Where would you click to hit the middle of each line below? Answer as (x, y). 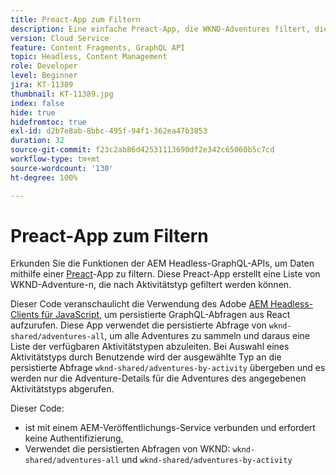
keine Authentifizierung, (74, 438)
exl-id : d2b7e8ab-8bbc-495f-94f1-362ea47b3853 (109, 131)
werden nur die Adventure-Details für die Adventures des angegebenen (158, 378)
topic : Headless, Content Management (89, 57)
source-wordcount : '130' (62, 168)
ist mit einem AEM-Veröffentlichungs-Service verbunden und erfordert (170, 428)
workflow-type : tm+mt (55, 159)
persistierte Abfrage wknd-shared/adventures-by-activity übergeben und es (168, 368)
